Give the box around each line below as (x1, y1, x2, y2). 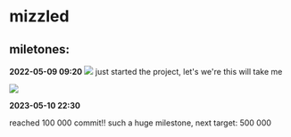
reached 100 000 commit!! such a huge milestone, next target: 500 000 (9, 117, 272, 128)
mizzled (9, 6, 70, 27)
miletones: (9, 42, 70, 57)
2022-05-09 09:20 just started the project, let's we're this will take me (9, 67, 283, 77)
